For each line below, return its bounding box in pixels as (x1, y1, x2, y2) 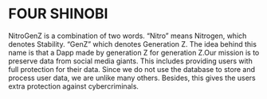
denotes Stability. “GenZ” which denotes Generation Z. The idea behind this (8, 39, 257, 48)
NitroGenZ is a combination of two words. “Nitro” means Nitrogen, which (8, 31, 247, 40)
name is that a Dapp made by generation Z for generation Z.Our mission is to (8, 48, 260, 57)
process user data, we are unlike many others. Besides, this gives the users (8, 73, 257, 82)
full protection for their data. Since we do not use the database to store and (8, 64, 255, 74)
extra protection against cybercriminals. (8, 81, 139, 91)
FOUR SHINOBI (8, 5, 108, 23)
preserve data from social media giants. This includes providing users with (8, 56, 253, 66)
